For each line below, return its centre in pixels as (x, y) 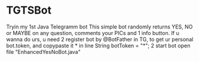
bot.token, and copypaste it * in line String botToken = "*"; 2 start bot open (98, 46)
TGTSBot (29, 10)
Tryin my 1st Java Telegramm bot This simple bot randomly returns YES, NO (99, 27)
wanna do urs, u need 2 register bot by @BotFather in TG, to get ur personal (100, 39)
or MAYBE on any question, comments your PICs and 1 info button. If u (93, 33)
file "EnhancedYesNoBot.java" (43, 52)
